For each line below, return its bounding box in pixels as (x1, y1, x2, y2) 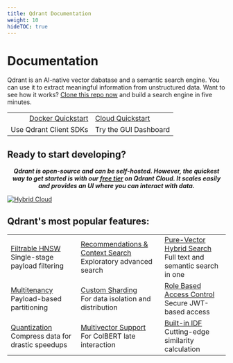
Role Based (164, 280, 202, 290)
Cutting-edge (164, 327, 210, 337)
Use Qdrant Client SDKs (10, 125, 89, 135)
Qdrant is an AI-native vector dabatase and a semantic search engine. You (7, 76, 220, 84)
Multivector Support (80, 322, 146, 332)
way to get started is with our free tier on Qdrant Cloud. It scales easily (12, 174, 221, 183)
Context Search (80, 248, 132, 258)
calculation (164, 344, 200, 354)
